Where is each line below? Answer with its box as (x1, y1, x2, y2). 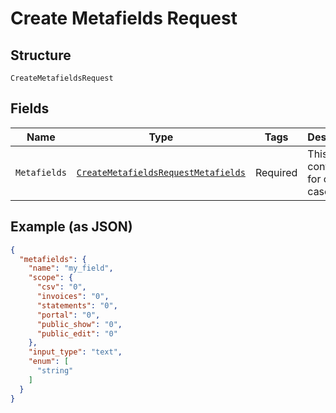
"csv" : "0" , (36, 282, 87, 292)
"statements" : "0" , (36, 300, 118, 311)
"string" (36, 366, 74, 376)
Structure (10, 47, 72, 64)
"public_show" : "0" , (36, 319, 123, 329)
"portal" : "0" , (36, 310, 101, 320)
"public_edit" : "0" (36, 328, 118, 339)
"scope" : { (28, 273, 74, 283)
